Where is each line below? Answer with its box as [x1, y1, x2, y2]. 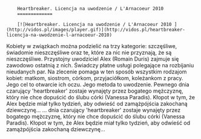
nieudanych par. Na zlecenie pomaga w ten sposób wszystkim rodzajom [6, 68, 187, 75]
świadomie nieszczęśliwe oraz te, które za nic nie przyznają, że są [6, 49, 172, 56]
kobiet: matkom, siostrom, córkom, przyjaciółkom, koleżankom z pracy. [6, 75, 183, 81]
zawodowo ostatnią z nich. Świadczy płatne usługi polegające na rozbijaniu [6, 62, 194, 69]
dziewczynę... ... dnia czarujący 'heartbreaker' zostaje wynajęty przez [6, 107, 180, 114]
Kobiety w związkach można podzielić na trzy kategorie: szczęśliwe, [6, 43, 177, 49]
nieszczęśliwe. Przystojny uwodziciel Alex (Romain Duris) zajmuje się [6, 55, 179, 63]
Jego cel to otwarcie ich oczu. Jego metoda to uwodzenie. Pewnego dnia [6, 81, 189, 88]
